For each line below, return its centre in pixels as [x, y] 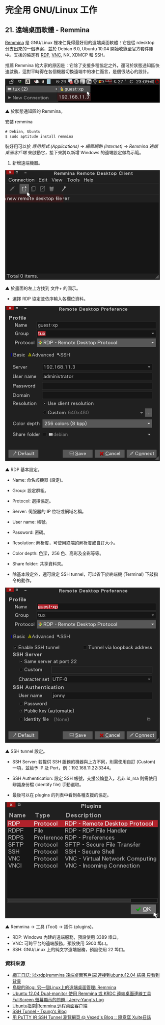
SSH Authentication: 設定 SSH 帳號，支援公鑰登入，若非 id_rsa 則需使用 [85, 778]
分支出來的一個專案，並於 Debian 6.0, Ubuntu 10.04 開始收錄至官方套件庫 [79, 49]
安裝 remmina [19, 122]
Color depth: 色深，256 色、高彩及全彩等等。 [58, 553]
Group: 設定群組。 [30, 491]
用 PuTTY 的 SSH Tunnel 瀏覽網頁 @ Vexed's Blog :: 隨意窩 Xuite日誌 [82, 1017]
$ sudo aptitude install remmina [39, 137]
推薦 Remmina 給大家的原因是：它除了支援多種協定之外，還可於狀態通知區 [80, 65]
